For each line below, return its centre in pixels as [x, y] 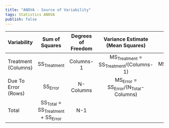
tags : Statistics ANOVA [30, 15]
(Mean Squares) [126, 46]
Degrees [81, 36]
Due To [16, 81]
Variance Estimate [126, 39]
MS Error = [126, 80]
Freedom [81, 49]
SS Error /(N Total [124, 88]
